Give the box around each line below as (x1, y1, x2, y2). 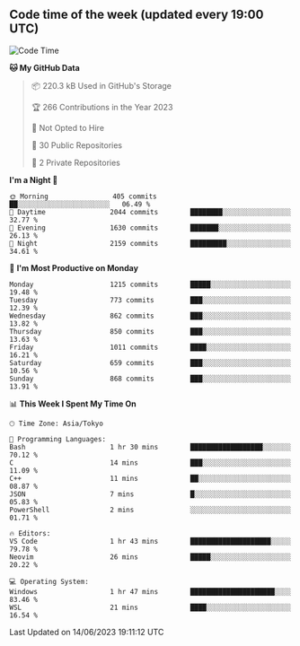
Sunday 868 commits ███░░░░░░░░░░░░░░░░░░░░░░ (9, 374, 292, 383)
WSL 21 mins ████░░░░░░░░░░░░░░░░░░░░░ (9, 603, 292, 612)
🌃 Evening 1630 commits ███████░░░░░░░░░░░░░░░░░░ (9, 223, 292, 232)
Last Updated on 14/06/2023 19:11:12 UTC (9, 626, 164, 637)
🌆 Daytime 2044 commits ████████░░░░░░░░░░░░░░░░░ (9, 207, 292, 216)
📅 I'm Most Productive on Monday (9, 262, 139, 273)
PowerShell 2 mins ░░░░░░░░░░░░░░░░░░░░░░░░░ (9, 505, 292, 514)
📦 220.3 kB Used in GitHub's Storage (31, 80, 172, 91)
